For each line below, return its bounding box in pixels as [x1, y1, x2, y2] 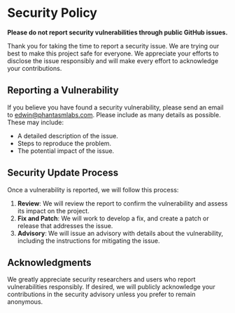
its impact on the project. [17, 206, 90, 215]
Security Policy [7, 5, 98, 21]
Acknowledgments [7, 256, 92, 268]
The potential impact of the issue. [17, 146, 115, 155]
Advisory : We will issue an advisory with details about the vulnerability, [17, 229, 224, 237]
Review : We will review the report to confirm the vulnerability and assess [17, 199, 228, 208]
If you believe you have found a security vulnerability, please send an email [7, 103, 224, 112]
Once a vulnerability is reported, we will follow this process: [7, 185, 179, 194]
